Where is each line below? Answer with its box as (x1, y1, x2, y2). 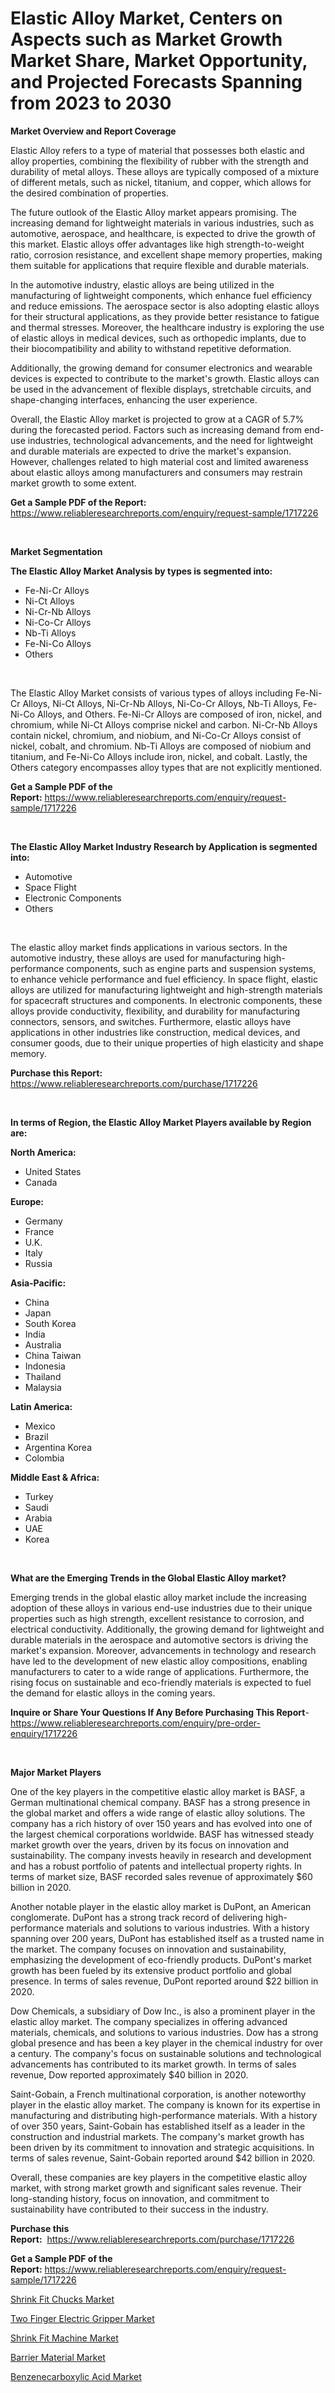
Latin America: (10, 1400, 73, 1412)
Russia (24, 1257, 53, 1269)
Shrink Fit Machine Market (10, 2332, 119, 2344)
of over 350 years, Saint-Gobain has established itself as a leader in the (10, 2120, 306, 2132)
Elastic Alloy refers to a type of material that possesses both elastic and (10, 144, 305, 156)
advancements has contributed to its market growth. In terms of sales (10, 2058, 297, 2070)
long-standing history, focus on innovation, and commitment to (10, 2192, 270, 2204)
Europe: (10, 1195, 45, 1207)
